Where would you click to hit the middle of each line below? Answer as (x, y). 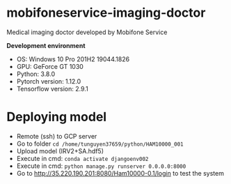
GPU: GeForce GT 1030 (50, 66)
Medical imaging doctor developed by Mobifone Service (87, 32)
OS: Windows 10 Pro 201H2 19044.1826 (73, 59)
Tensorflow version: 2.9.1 (52, 89)
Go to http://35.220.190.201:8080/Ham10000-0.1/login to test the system (120, 173)
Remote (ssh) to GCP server (57, 136)
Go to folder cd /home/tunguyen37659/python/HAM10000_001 (100, 144)
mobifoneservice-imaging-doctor (106, 13)
